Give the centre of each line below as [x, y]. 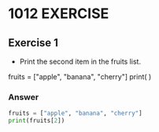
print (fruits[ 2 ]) [37, 121]
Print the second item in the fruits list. [80, 61]
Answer [24, 97]
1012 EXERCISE [59, 14]
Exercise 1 [33, 43]
